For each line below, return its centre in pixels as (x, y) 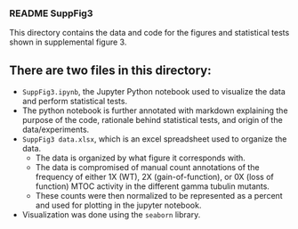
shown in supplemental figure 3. (68, 42)
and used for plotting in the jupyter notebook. (118, 205)
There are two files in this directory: (110, 70)
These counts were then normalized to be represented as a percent (159, 196)
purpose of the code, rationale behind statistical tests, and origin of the (152, 120)
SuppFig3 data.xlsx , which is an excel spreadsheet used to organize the (154, 139)
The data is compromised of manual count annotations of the (147, 168)
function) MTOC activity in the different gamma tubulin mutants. (152, 186)
